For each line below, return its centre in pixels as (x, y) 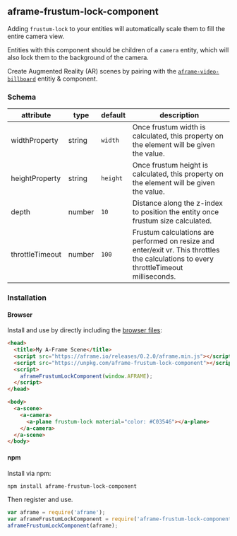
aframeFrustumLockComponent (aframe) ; (63, 526)
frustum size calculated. (172, 221)
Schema (22, 97)
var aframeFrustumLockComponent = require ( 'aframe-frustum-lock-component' (121, 519)
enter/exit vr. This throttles (176, 250)
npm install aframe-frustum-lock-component (72, 486)
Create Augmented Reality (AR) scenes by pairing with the (92, 71)
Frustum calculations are (173, 233)
